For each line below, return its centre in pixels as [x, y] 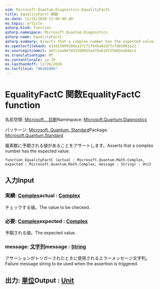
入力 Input [20, 181]
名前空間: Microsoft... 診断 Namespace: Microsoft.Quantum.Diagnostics [76, 119]
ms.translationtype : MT [29, 55]
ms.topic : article [24, 23]
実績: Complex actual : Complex [43, 195]
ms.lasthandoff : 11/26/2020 [34, 64]
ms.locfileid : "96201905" [31, 69]
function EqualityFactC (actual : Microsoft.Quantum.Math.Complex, [75, 160]
